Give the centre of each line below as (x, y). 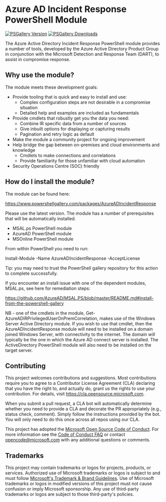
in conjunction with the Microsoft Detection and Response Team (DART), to (82, 54)
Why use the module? (40, 75)
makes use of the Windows (127, 318)
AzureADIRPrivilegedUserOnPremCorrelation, (52, 318)
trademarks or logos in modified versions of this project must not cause (79, 483)
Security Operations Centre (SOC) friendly (56, 166)
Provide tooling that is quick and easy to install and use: (70, 97)
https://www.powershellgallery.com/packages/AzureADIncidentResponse (81, 203)
